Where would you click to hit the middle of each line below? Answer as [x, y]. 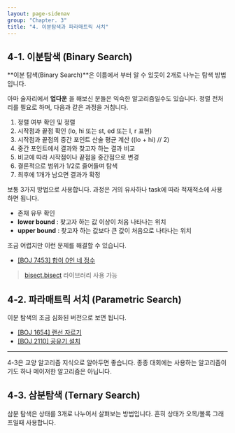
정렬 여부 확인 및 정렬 [46, 122]
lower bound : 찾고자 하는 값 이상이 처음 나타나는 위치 [92, 222]
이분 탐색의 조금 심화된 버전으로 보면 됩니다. [67, 318]
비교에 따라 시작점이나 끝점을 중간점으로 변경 [78, 157]
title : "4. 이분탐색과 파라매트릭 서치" [58, 27]
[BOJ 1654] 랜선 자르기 [49, 332]
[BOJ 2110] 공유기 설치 [49, 341]
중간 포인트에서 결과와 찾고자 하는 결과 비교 [76, 148]
